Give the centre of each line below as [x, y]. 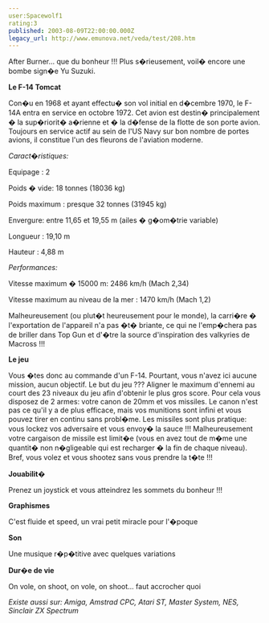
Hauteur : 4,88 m [36, 252]
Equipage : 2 [29, 172]
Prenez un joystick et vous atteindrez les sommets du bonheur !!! [116, 490]
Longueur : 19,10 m [39, 236]
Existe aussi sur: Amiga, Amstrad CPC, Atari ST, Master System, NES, [124, 602]
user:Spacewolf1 [35, 16]
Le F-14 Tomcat [35, 87]
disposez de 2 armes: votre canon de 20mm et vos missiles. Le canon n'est [133, 402]
